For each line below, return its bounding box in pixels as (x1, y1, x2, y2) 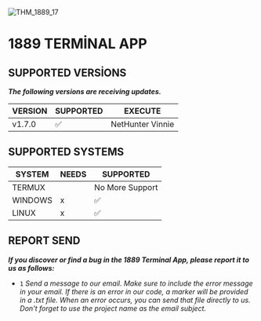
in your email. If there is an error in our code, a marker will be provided (19, 286, 248, 296)
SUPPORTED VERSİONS (8, 66, 127, 79)
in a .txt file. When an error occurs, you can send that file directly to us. (19, 295, 251, 305)
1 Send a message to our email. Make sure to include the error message (19, 279, 253, 288)
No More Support (93, 181, 158, 192)
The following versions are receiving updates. (8, 87, 162, 96)
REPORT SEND (8, 234, 81, 247)
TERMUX (12, 181, 45, 192)
